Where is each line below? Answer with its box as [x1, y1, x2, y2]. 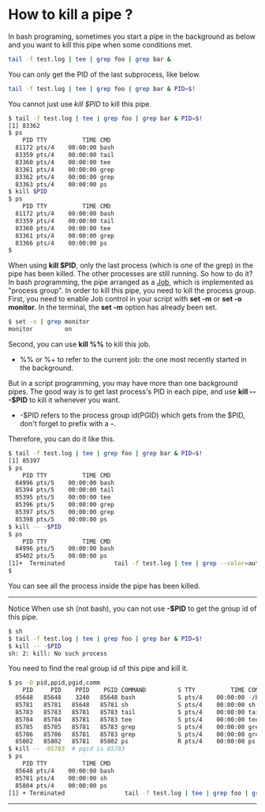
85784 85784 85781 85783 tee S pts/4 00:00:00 [15, 716, 245, 724]
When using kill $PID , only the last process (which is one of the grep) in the [8, 260, 254, 270]
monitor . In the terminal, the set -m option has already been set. [8, 302, 218, 312]
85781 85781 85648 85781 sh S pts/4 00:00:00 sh [15, 701, 256, 709]
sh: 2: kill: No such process [8, 649, 108, 657]
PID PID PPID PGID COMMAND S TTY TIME [22, 687, 245, 694]
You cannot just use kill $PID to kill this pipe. [8, 99, 152, 108]
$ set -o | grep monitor [8, 318, 90, 326]
